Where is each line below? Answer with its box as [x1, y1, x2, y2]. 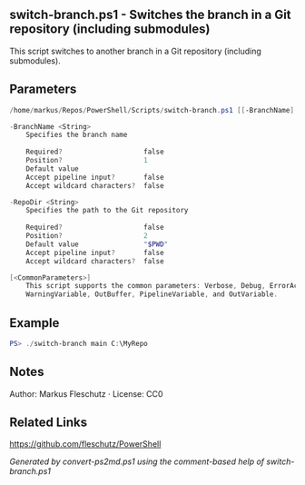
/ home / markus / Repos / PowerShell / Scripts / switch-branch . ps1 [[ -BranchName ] [9, 105, 295, 114]
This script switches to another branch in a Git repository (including [9, 45, 261, 56]
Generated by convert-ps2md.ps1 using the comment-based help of [9, 456, 265, 467]
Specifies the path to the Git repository [25, 206, 189, 215]
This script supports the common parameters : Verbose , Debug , [25, 282, 266, 291]
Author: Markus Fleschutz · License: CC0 [9, 388, 163, 399]
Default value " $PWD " [25, 240, 169, 249]
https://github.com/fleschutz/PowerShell [9, 439, 162, 450]
